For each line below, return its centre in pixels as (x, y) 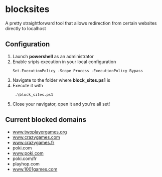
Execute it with (28, 85)
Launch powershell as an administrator (53, 56)
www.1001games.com (35, 169)
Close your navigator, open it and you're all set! (61, 104)
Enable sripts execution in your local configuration (64, 62)
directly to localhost (26, 28)
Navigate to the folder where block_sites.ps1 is (61, 80)
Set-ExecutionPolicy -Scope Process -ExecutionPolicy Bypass (78, 71)
